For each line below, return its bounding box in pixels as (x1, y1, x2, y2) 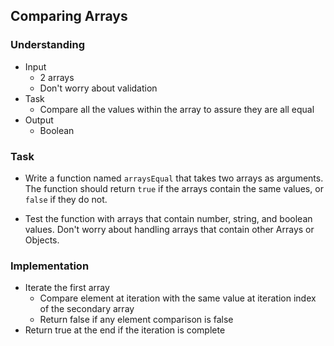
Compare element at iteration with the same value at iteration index (39, 292, 317, 304)
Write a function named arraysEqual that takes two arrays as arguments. (24, 172, 324, 184)
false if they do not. (24, 193, 108, 205)
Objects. (24, 234, 60, 246)
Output (24, 114, 54, 126)
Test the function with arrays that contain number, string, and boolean (24, 212, 313, 224)
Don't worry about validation (39, 82, 158, 94)
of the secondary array (39, 303, 135, 315)
